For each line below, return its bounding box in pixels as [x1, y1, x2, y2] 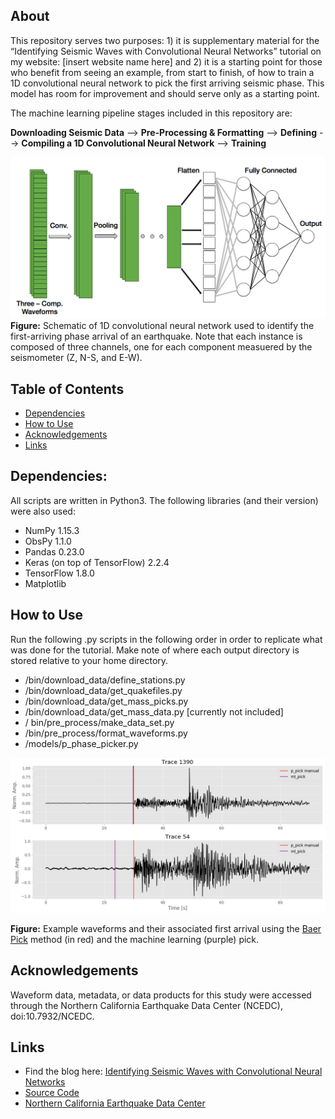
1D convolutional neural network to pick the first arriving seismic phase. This [10, 77, 325, 89]
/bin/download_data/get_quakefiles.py [24, 684, 183, 696]
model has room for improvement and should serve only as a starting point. [10, 87, 320, 99]
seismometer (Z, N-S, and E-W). [10, 352, 143, 364]
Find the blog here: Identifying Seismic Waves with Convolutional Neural [24, 1065, 323, 1078]
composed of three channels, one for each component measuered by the [10, 341, 313, 353]
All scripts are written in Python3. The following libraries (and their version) [10, 494, 319, 506]
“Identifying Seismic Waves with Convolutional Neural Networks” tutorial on [10, 45, 322, 57]
